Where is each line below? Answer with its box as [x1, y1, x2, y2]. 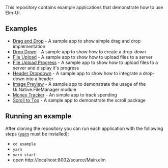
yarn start [12, 152, 36, 157]
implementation [12, 43, 46, 49]
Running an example [5, 112, 72, 121]
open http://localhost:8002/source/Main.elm [12, 157, 106, 163]
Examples [5, 24, 37, 33]
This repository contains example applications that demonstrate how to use [5, 5, 163, 10]
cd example [12, 142, 36, 147]
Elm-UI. [5, 10, 21, 16]
